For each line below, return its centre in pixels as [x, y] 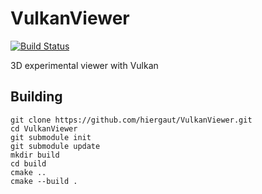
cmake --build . [44, 181]
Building [36, 97]
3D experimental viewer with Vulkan [84, 65]
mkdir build [35, 155]
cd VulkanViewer [44, 128]
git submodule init [51, 137]
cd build [28, 163]
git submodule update [55, 146]
